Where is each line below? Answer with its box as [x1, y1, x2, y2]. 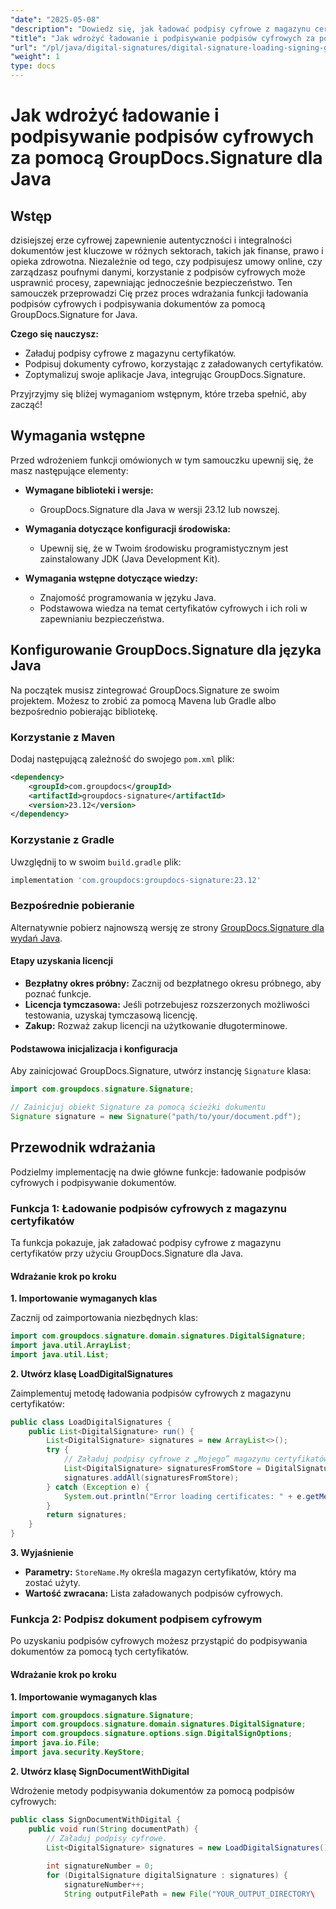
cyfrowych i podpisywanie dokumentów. [10, 1176, 177, 1188]
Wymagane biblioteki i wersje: [24, 484, 154, 496]
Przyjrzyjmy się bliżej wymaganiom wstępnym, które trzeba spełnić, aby [10, 388, 307, 400]
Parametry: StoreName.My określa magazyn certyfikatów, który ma [24, 1566, 297, 1578]
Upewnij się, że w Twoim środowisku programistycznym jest [39, 542, 289, 554]
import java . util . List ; [10, 1349, 110, 1360]
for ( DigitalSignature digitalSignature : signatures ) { [46, 1871, 288, 1881]
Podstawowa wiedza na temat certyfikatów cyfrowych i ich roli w [39, 602, 308, 614]
